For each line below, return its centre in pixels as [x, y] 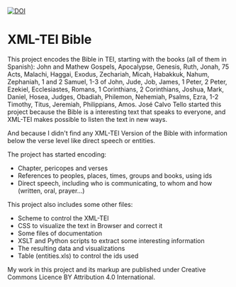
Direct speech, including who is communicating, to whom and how [115, 183]
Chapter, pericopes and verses [63, 168]
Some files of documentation [60, 233]
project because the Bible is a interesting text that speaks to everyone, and [117, 112]
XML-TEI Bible [50, 40]
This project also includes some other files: [70, 204]
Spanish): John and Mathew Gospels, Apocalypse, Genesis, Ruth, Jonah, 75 [118, 67]
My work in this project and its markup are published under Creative [107, 269]
